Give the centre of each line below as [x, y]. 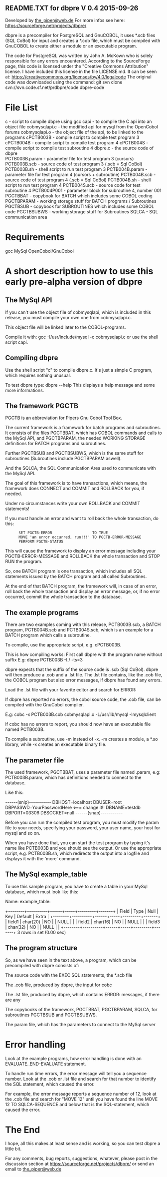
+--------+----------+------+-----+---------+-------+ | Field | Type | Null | [82, 911]
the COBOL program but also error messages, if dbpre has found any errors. [83, 680]
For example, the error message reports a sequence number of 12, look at [81, 1094]
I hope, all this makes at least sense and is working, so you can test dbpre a [83, 1144]
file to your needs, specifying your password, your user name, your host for [83, 828]
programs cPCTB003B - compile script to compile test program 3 [72, 137]
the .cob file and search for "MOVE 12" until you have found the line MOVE [82, 1099]
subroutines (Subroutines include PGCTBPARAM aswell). [64, 459]
